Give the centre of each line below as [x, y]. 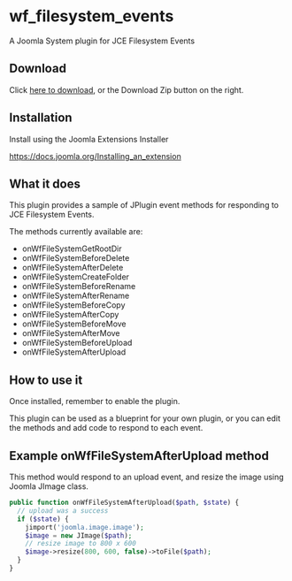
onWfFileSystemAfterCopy [70, 315]
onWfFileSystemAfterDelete [73, 268]
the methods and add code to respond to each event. [106, 428]
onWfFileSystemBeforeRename [79, 287]
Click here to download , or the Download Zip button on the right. [127, 89]
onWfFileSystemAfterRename [76, 296]
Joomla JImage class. [49, 486]
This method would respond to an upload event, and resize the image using [147, 477]
